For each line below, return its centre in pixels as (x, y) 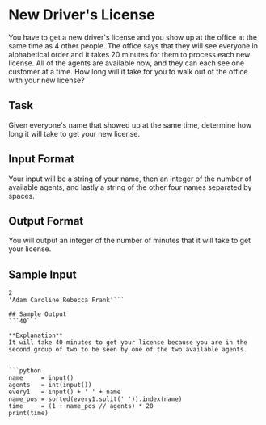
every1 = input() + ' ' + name (65, 392)
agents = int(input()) (50, 385)
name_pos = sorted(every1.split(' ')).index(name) (95, 399)
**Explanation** (36, 336)
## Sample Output (38, 314)
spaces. (21, 196)
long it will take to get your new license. (74, 133)
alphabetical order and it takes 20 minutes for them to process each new (129, 54)
